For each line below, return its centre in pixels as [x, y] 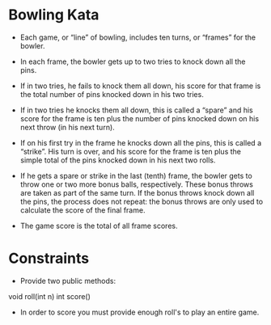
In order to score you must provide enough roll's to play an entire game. [140, 312]
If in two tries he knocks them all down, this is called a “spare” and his [136, 110]
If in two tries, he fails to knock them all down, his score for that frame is [140, 86]
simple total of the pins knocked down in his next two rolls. [118, 160]
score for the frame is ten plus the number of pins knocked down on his [140, 118]
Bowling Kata [54, 15]
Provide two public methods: [68, 281]
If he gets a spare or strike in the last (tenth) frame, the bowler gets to [136, 175]
